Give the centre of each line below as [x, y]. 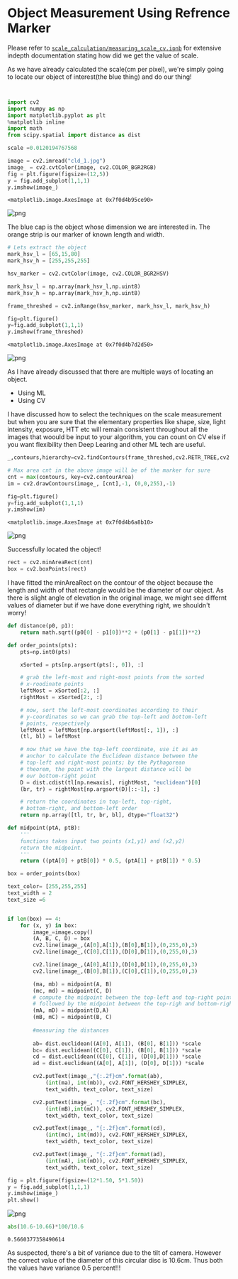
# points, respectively [55, 723]
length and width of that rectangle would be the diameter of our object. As [116, 590]
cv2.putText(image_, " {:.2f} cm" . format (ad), [100, 1155]
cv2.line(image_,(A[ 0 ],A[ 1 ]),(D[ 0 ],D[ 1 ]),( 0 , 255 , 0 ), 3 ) [115, 965]
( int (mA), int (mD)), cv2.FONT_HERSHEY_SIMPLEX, [117, 1161]
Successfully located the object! [54, 549]
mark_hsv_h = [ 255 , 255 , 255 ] [49, 261]
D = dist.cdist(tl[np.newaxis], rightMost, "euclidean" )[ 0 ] [110, 782]
